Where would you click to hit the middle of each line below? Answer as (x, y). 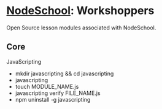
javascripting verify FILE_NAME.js (58, 93)
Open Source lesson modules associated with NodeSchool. (81, 28)
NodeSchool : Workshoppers (80, 11)
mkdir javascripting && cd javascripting (64, 73)
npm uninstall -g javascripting (53, 99)
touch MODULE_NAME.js (47, 86)
